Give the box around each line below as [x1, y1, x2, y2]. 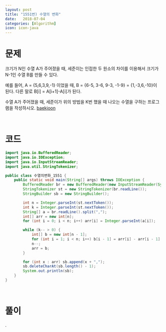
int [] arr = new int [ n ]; [23, 214, 74, 219]
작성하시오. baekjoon [14, 105, 56, 111]
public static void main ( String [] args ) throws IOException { [14, 178, 145, 183]
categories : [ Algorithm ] [5, 21, 56, 26]
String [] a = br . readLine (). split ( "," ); [23, 209, 107, 215]
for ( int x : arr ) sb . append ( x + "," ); [23, 259, 105, 264]
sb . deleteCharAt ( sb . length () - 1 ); [23, 264, 96, 269]
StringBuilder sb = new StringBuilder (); [23, 191, 110, 196]
